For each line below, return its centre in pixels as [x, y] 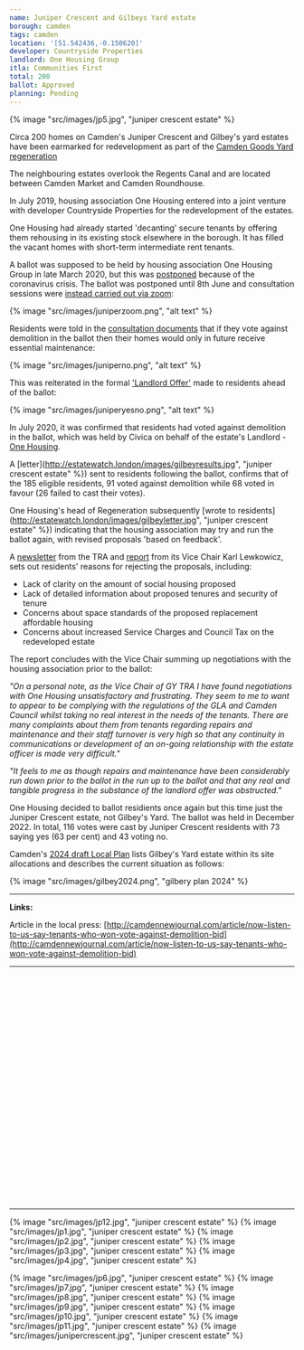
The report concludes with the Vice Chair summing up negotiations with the [150, 659]
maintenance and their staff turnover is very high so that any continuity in [147, 734]
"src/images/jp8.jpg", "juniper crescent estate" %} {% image [122, 1297]
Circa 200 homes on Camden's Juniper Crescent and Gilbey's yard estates [149, 137]
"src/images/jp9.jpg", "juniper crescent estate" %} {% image [122, 1307]
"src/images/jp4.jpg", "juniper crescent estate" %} [103, 1260]
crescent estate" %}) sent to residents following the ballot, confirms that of [149, 473]
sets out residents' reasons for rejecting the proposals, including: [131, 566]
